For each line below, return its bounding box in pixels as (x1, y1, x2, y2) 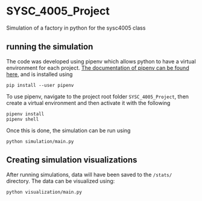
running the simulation (6, 42, 93, 52)
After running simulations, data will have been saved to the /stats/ (6, 171, 172, 178)
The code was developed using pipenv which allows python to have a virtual (6, 57, 196, 65)
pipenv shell (6, 116, 39, 122)
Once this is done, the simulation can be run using (6, 127, 131, 134)
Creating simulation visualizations (6, 155, 137, 165)
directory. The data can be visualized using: (6, 177, 115, 185)
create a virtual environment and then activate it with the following (6, 99, 171, 106)
